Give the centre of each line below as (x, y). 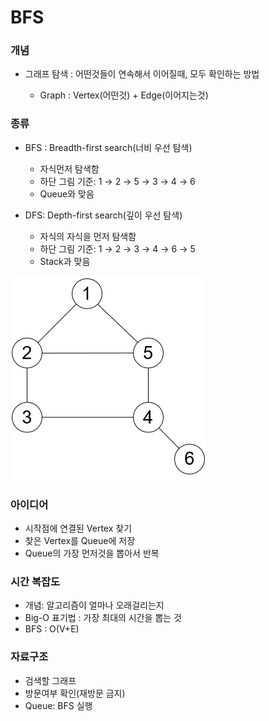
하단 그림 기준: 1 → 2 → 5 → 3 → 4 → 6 (117, 181)
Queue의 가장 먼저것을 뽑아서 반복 (92, 553)
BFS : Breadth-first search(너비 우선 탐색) (108, 147)
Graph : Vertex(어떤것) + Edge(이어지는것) (124, 95)
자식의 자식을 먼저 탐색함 (88, 236)
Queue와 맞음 (67, 193)
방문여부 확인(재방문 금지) (75, 693)
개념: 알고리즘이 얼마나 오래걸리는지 (94, 605)
